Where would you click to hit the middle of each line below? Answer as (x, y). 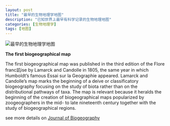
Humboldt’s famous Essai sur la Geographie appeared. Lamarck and (77, 76)
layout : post (19, 10)
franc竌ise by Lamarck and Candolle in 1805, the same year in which (77, 70)
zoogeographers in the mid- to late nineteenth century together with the (81, 103)
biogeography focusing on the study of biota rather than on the (72, 86)
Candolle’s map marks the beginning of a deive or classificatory (72, 81)
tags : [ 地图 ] (18, 29)
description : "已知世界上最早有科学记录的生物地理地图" (59, 19)
